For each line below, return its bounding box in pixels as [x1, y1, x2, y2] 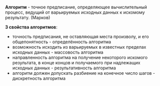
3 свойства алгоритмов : [5, 24, 58, 30]
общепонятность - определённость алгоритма [12, 39, 111, 45]
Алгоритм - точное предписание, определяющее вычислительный [5, 4, 147, 10]
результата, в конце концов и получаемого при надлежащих [12, 60, 141, 65]
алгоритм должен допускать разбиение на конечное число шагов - [12, 70, 156, 76]
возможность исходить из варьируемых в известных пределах [12, 44, 147, 50]
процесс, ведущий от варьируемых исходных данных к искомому [5, 9, 145, 15]
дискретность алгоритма [12, 76, 66, 81]
